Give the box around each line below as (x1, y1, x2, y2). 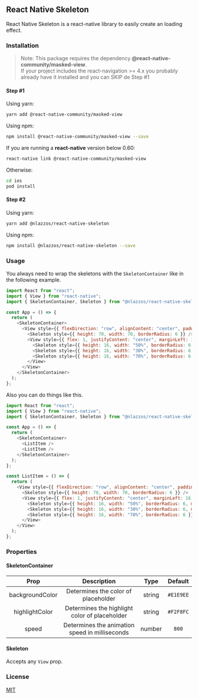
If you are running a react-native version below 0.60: (6, 145, 136, 152)
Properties (6, 547, 37, 556)
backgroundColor (9, 591, 58, 599)
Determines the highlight (64, 604, 133, 612)
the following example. (6, 276, 61, 283)
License (6, 672, 29, 681)
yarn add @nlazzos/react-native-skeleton (6, 221, 110, 227)
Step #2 (6, 196, 26, 203)
